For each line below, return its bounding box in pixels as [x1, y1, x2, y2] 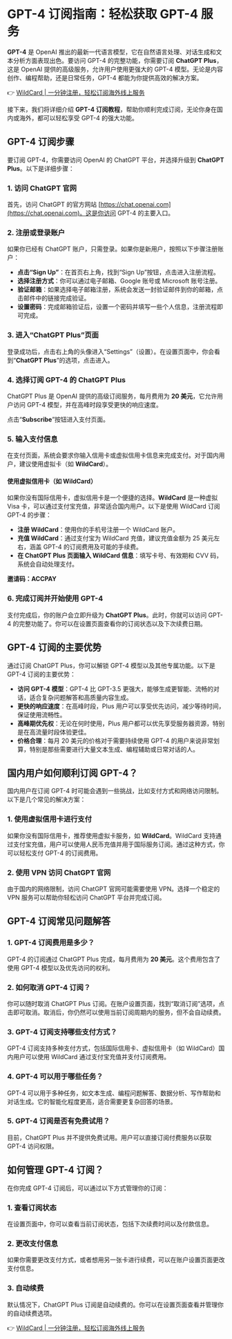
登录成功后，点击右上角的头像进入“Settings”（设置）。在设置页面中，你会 [7, 347, 215, 356]
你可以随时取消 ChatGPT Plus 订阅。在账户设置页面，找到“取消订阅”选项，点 [7, 999, 225, 1007]
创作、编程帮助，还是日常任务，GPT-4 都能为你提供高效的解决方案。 [7, 73, 203, 82]
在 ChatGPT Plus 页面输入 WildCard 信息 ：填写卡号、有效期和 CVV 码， [17, 551, 223, 560]
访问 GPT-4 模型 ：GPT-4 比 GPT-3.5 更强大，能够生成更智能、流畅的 [17, 685, 214, 693]
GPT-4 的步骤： [7, 511, 52, 519]
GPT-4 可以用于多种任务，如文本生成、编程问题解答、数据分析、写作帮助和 [7, 1089, 221, 1097]
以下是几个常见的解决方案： [7, 795, 86, 804]
